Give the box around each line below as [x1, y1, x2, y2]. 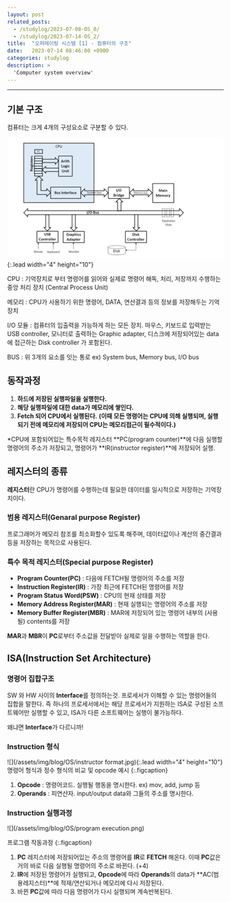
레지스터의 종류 [7, 465, 68, 478]
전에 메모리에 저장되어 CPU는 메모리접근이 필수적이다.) [30, 420, 177, 428]
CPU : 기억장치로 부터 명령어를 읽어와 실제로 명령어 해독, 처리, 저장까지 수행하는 [7, 274, 221, 282]
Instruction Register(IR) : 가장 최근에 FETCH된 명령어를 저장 [16, 583, 184, 591]
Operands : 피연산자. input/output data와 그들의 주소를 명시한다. [16, 789, 194, 798]
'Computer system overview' [13, 69, 94, 76]
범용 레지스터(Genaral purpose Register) [7, 513, 141, 523]
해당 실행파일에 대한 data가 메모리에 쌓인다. [16, 403, 134, 411]
